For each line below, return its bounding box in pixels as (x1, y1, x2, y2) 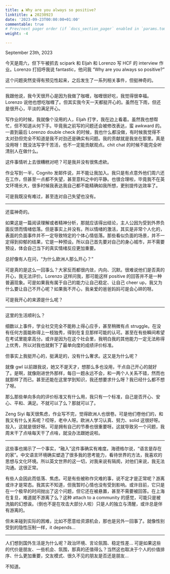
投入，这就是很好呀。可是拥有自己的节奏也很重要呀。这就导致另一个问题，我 (5, 423, 165, 429)
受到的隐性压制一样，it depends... (5, 525, 76, 530)
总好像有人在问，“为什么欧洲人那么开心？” (5, 256, 94, 262)
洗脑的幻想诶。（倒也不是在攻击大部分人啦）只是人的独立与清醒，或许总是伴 (5, 501, 163, 507)
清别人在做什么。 (5, 148, 41, 154)
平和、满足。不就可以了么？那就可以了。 (14, 400, 99, 406)
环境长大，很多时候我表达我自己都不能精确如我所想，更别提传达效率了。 (9, 183, 160, 188)
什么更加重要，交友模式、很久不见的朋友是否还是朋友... (14, 553, 129, 559)
